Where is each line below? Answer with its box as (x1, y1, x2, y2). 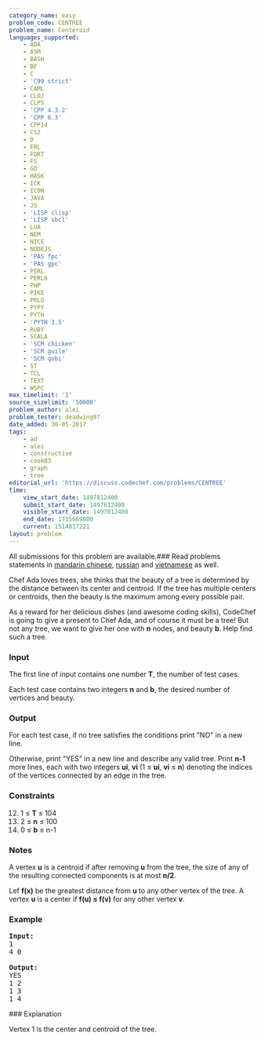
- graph (23, 464, 48, 472)
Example (9, 914, 43, 925)
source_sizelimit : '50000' (9, 398, 97, 407)
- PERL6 (23, 274, 48, 283)
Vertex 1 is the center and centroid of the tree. (9, 1024, 157, 1034)
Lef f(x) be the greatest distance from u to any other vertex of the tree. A (9, 885, 244, 895)
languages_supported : (9, 33, 80, 42)
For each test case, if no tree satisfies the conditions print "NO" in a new (9, 731, 243, 740)
